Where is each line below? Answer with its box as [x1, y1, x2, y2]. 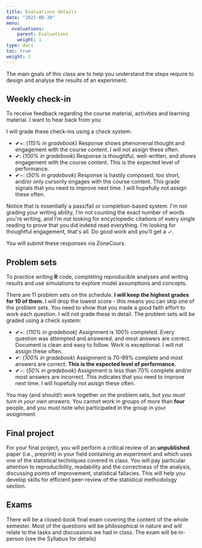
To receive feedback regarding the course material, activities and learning [6, 110, 190, 117]
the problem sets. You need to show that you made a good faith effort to [6, 304, 186, 311]
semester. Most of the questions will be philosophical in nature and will [6, 522, 182, 529]
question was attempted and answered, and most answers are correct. [14, 335, 191, 342]
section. [6, 482, 27, 490]
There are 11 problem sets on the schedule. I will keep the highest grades [6, 291, 189, 299]
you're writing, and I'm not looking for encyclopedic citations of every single [6, 215, 195, 223]
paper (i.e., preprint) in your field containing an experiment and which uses [6, 450, 192, 458]
